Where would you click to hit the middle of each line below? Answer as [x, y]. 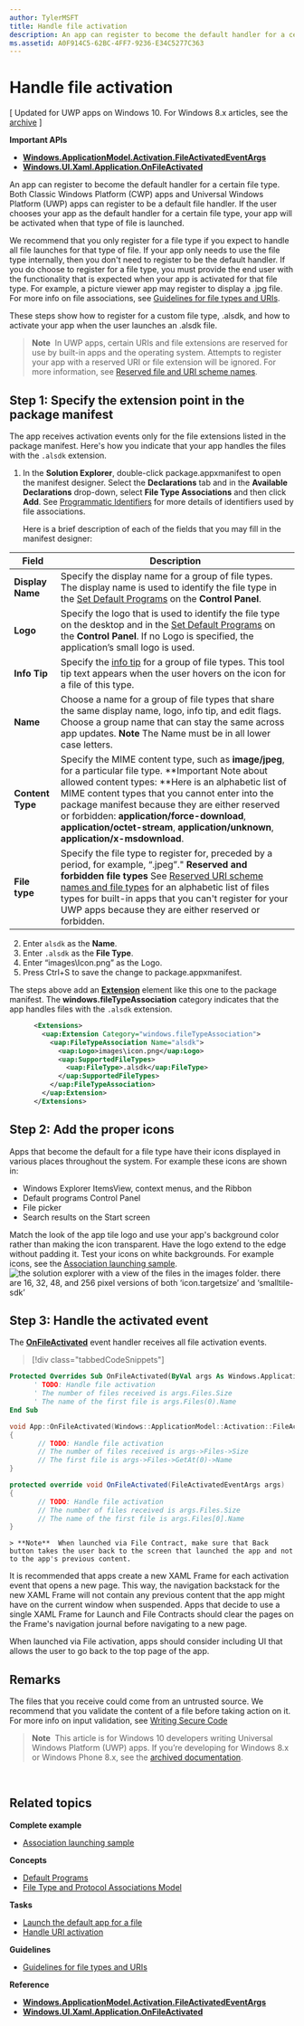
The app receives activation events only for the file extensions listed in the [148, 436]
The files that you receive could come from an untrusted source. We [137, 1701]
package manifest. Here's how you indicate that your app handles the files [148, 446]
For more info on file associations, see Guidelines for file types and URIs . [145, 299]
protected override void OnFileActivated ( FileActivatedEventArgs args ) [147, 1485]
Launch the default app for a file [82, 1922]
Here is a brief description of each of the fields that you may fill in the [152, 529]
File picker [42, 1207]
